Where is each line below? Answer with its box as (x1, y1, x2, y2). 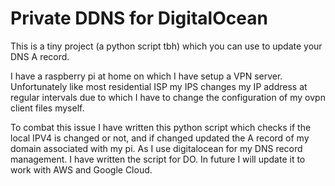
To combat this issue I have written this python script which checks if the (10, 121, 312, 133)
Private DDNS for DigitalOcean (10, 7, 268, 30)
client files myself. (10, 102, 85, 114)
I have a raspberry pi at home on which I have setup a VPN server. (10, 70, 283, 82)
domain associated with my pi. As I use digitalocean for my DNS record (10, 142, 303, 154)
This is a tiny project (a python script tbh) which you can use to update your (10, 40, 323, 52)
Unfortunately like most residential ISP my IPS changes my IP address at (10, 80, 308, 92)
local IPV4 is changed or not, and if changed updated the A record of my (10, 132, 310, 144)
